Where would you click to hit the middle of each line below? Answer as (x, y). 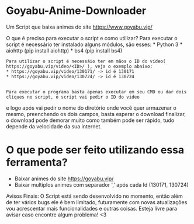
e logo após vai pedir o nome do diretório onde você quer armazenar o (91, 108)
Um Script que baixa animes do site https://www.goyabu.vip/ (79, 27)
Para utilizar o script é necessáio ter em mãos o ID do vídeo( (86, 61)
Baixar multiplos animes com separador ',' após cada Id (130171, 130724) (101, 184)
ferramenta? (37, 162)
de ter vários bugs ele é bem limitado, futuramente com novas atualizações (97, 202)
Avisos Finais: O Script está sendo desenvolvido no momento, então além (94, 196)
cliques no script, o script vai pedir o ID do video (73, 97)
